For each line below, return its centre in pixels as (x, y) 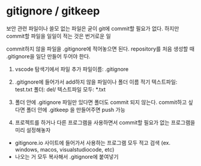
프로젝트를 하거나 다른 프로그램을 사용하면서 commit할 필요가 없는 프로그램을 (105, 122)
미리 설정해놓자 (33, 130)
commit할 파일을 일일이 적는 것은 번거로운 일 (58, 36)
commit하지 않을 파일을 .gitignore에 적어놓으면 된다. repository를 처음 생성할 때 (100, 49)
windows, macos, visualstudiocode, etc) (64, 149)
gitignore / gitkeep (53, 11)
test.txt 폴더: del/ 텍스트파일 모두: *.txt (60, 89)
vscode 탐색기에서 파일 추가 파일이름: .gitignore (72, 69)
